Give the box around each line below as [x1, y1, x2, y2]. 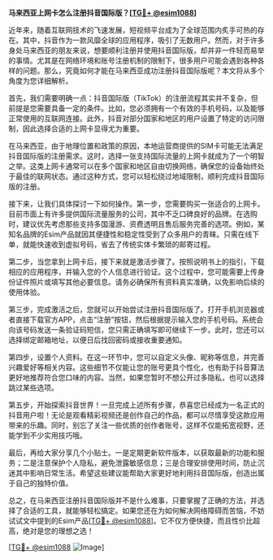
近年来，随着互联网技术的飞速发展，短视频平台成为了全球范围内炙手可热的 [8, 25, 258, 35]
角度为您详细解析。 [8, 76, 73, 85]
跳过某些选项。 [8, 383, 58, 393]
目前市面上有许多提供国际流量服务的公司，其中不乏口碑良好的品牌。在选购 [8, 209, 258, 219]
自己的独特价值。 [15, 479, 73, 488]
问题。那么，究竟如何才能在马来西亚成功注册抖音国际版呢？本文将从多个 [22, 66, 265, 76]
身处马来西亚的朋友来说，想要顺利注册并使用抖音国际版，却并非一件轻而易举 [8, 46, 265, 55]
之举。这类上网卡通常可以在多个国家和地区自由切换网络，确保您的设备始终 [8, 162, 258, 171]
